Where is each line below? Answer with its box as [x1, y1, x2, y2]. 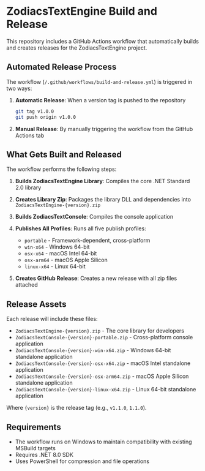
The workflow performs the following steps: [6, 165, 117, 173]
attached [15, 281, 38, 288]
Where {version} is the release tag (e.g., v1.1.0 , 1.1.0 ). [6, 404, 147, 412]
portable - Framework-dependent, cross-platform [24, 237, 151, 244]
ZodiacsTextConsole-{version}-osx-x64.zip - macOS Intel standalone [15, 360, 191, 367]
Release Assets [6, 299, 67, 309]
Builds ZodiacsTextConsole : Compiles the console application [15, 213, 174, 220]
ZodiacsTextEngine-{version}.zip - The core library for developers [15, 327, 185, 334]
